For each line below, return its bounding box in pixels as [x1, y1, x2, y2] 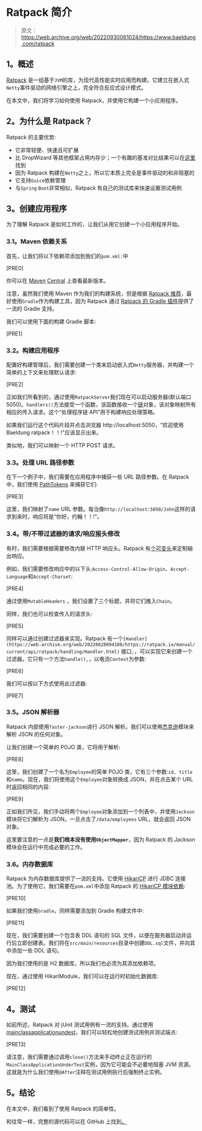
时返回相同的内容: [6, 783, 51, 791]
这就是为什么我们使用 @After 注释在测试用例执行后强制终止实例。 [6, 1068, 165, 1075]
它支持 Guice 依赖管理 [14, 176, 66, 184]
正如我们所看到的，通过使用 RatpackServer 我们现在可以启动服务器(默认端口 [6, 393, 192, 400]
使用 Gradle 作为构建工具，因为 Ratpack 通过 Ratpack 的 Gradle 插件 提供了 [11, 297, 194, 305]
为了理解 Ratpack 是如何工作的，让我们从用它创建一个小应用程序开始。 [6, 221, 183, 228]
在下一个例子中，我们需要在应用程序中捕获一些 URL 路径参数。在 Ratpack [6, 473, 189, 480]
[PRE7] [6, 692, 24, 699]
